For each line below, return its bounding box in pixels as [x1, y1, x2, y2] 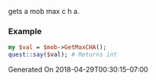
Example [8, 26, 42, 37]
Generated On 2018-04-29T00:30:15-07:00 [8, 65, 149, 75]
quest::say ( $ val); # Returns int [8, 50, 118, 59]
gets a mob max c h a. [8, 7, 80, 16]
